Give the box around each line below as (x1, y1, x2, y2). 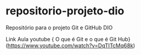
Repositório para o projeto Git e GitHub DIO (5, 24, 113, 31)
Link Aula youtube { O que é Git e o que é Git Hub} (5, 35, 131, 42)
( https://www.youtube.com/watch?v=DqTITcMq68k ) (5, 42, 136, 49)
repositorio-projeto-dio (5, 4, 125, 18)
